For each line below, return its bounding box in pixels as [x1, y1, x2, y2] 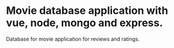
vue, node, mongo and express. [6, 16, 163, 29]
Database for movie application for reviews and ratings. [6, 35, 140, 42]
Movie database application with [6, 4, 169, 17]
